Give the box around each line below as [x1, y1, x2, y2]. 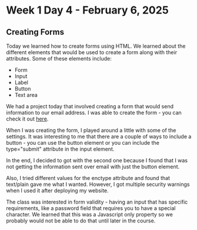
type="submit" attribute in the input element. [6, 145, 115, 152]
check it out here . [6, 115, 49, 122]
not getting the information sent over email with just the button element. [6, 163, 180, 170]
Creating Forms [6, 27, 65, 37]
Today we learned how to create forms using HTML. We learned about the [6, 42, 186, 49]
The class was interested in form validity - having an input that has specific [6, 198, 188, 205]
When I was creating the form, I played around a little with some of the [6, 127, 176, 134]
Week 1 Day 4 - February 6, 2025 [6, 4, 169, 17]
